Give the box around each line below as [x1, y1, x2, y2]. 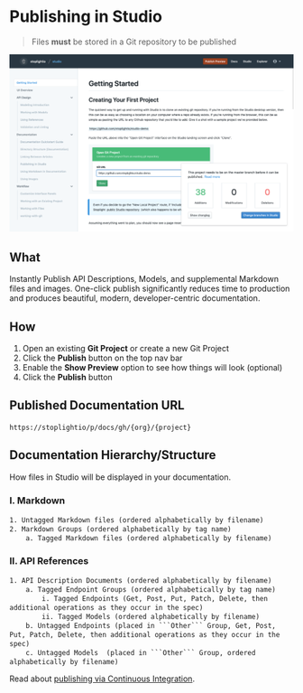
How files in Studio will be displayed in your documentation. [9, 472, 232, 482]
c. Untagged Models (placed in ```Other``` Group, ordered [25, 649, 256, 658]
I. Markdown [9, 494, 66, 507]
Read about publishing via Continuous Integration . [9, 673, 196, 684]
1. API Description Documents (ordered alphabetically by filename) [9, 576, 272, 585]
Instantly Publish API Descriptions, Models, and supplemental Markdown [9, 274, 280, 285]
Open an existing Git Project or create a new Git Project [22, 343, 230, 354]
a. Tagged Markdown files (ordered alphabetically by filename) [25, 533, 272, 543]
